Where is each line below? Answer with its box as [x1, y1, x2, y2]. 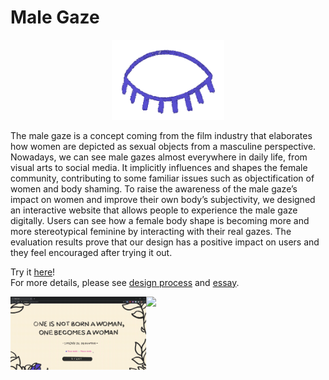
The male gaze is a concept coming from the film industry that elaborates [10, 129, 313, 141]
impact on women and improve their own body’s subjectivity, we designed [10, 193, 316, 205]
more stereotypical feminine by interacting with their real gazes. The [10, 225, 292, 237]
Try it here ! [10, 266, 56, 278]
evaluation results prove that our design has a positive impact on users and [10, 236, 320, 248]
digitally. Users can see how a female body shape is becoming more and [10, 214, 310, 226]
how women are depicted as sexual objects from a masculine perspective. [10, 140, 317, 152]
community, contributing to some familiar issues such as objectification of [10, 172, 315, 184]
